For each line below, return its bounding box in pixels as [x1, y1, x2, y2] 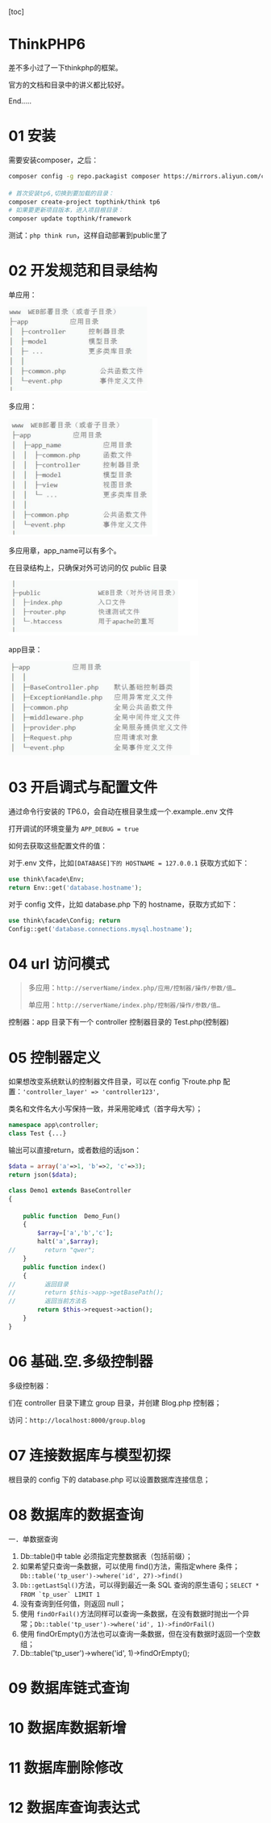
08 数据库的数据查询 [8, 1506, 144, 1524]
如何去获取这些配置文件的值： [8, 841, 107, 850]
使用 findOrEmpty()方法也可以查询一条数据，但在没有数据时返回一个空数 [19, 1628, 261, 1638]
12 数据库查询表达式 [8, 1799, 140, 1817]
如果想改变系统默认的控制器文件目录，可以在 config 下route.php [8, 1077, 222, 1087]
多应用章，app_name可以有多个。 [8, 546, 121, 555]
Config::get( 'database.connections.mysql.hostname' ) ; [8, 924, 194, 933]
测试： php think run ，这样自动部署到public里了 [8, 230, 168, 241]
